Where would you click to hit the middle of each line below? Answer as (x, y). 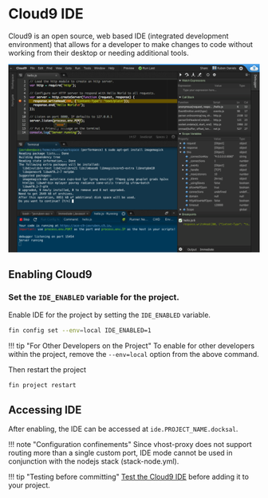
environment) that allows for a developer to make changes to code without (131, 44)
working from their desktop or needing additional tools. (99, 53)
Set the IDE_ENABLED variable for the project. (94, 297)
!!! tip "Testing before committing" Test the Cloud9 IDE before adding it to (129, 477)
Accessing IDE (45, 410)
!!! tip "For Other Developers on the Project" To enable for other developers (132, 345)
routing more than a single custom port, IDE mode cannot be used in (120, 453)
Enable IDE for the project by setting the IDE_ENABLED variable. (110, 315)
